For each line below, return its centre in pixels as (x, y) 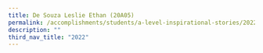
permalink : (26, 23)
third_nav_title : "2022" (49, 37)
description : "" (34, 30)
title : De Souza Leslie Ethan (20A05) (71, 15)
